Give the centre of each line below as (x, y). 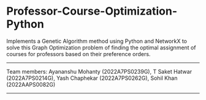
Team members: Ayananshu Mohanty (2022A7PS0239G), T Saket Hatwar (99, 71)
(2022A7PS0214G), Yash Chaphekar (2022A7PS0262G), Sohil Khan (92, 78)
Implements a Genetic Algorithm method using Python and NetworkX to (97, 41)
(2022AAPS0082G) (31, 84)
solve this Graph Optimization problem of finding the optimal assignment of (101, 48)
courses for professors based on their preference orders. (78, 54)
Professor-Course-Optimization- (92, 11)
